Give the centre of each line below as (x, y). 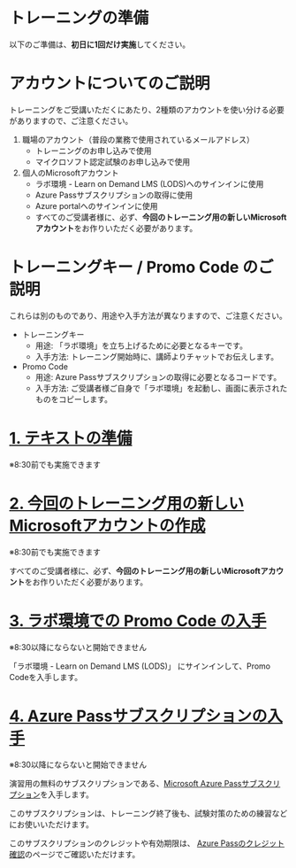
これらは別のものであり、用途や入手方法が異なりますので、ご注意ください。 (148, 315)
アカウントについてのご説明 (110, 84)
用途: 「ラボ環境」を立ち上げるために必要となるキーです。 (141, 345)
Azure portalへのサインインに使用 (96, 205)
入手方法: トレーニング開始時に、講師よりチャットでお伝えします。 (157, 356)
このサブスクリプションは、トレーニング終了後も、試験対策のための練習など (148, 813)
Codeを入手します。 (46, 677)
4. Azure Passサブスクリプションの (138, 716)
